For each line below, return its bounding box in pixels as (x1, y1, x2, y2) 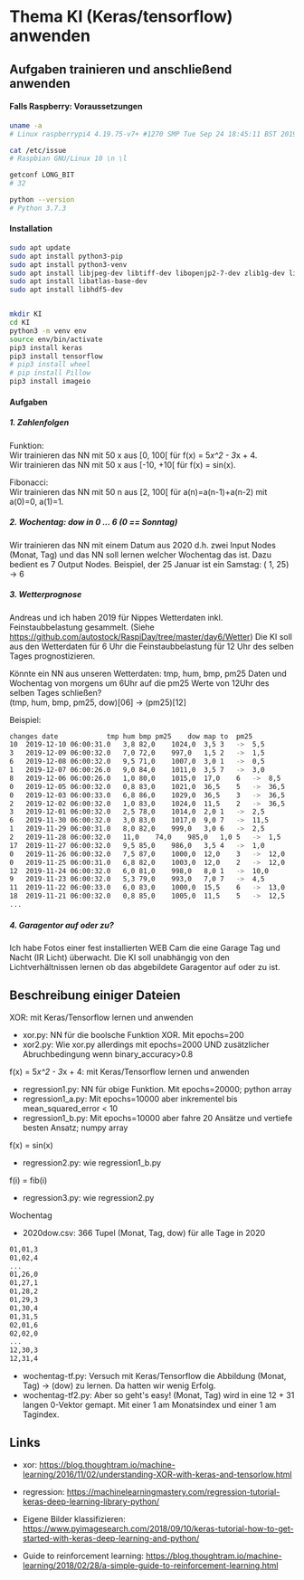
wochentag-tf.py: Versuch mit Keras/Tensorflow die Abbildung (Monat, (22, 1371, 287, 1382)
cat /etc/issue (9, 146, 67, 155)
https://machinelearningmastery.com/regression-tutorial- (66, 1486, 280, 1497)
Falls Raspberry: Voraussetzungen (9, 101, 143, 112)
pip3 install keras (9, 343, 83, 352)
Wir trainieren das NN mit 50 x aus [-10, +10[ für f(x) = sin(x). (9, 459, 237, 470)
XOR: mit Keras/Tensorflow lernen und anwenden (9, 1012, 194, 1023)
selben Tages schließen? (9, 687, 102, 698)
